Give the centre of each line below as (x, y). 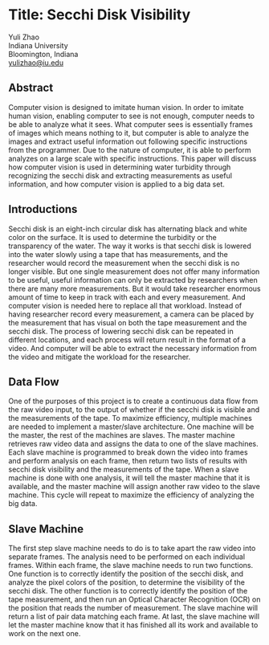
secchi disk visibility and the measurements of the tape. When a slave (124, 469)
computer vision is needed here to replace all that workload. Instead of (125, 305)
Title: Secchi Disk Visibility (100, 15)
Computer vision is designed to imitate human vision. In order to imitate (126, 107)
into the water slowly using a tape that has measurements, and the (118, 254)
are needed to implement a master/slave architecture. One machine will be (131, 427)
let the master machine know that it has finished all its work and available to (133, 625)
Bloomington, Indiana (43, 54)
